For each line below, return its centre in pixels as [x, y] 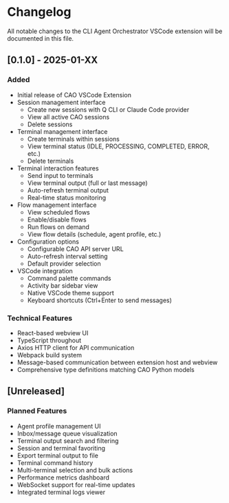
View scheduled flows [59, 212]
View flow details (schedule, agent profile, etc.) [94, 234]
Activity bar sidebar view [63, 285]
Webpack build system [50, 355]
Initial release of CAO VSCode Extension [74, 95]
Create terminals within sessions [74, 139]
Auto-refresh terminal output [68, 190]
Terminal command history [55, 462]
